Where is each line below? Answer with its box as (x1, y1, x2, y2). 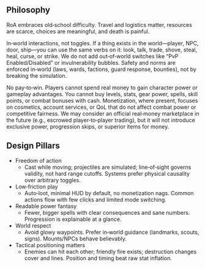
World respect (15, 221, 51, 229)
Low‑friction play (15, 183, 58, 190)
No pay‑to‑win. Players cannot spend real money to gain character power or (6, 84, 198, 91)
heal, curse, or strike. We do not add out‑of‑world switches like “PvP (6, 52, 179, 60)
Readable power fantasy (15, 202, 77, 210)
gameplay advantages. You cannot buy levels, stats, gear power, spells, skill (6, 90, 198, 97)
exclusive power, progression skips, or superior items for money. (6, 122, 170, 130)
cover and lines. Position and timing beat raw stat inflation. (24, 254, 173, 262)
